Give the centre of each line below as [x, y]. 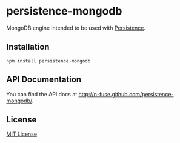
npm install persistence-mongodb [48, 61]
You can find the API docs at [42, 94]
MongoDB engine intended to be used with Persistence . [76, 28]
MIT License [22, 134]
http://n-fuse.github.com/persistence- [126, 94]
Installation [28, 47]
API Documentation [44, 80]
